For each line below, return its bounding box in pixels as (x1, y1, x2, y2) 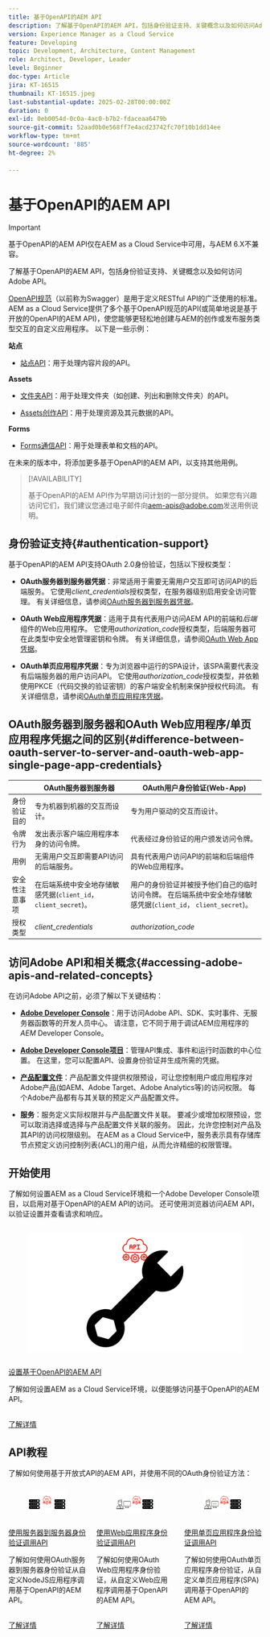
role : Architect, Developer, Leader (8, 56, 131, 64)
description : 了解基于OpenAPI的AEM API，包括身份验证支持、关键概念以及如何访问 (8, 21, 256, 30)
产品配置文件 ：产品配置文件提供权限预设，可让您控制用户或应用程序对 (19, 1072, 253, 1083)
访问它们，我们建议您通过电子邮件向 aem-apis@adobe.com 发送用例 (27, 500, 252, 511)
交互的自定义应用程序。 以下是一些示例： (14, 324, 151, 334)
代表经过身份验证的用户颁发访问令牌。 (130, 834, 258, 843)
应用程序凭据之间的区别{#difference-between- (8, 732, 244, 746)
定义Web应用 (124, 1575, 168, 1585)
